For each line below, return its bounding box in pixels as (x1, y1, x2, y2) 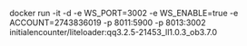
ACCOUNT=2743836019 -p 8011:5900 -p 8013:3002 (9, 17, 206, 28)
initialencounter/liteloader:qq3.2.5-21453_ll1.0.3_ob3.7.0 (9, 27, 218, 37)
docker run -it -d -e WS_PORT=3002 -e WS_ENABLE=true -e (9, 8, 239, 18)
